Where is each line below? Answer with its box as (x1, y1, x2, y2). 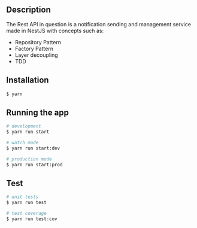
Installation (6, 75, 49, 86)
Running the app (6, 107, 69, 117)
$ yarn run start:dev (6, 145, 60, 151)
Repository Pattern (14, 38, 62, 45)
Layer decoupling (14, 51, 58, 59)
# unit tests (6, 194, 39, 200)
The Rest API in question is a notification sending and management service (6, 20, 192, 28)
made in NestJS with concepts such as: (6, 27, 104, 34)
